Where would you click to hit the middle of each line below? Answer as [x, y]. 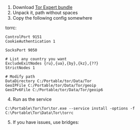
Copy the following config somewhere [52, 18]
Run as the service [32, 99]
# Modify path [20, 77]
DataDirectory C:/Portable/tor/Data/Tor [49, 81]
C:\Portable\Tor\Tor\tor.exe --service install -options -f [70, 108]
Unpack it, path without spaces [45, 13]
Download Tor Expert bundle [42, 7]
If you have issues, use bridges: [46, 122]
